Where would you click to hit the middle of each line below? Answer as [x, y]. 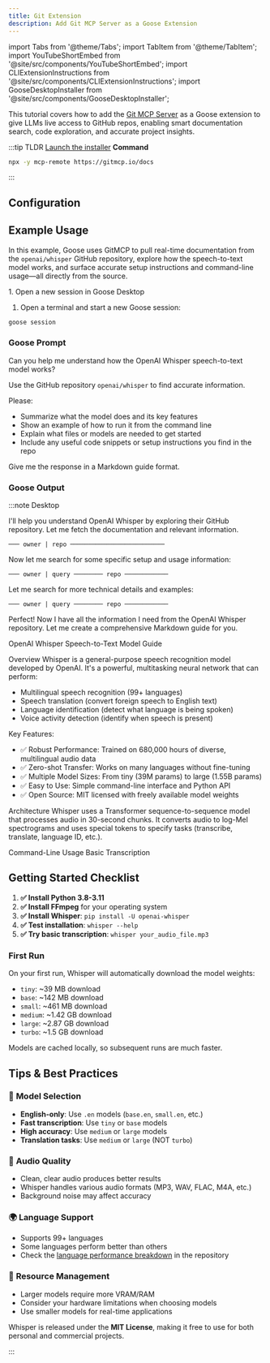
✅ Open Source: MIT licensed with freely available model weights [129, 795]
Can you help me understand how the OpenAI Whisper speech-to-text [126, 360]
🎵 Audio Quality [40, 1161]
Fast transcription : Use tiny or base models [94, 1122]
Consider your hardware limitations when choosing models [118, 1302]
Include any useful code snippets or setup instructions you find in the [136, 442]
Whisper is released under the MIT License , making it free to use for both [131, 1326]
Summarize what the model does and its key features [109, 416]
